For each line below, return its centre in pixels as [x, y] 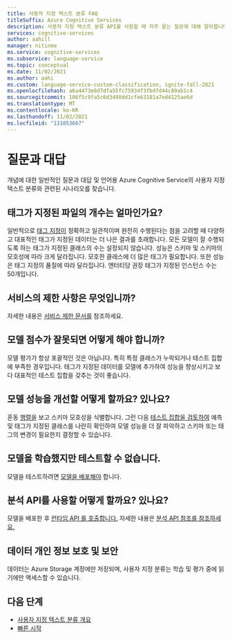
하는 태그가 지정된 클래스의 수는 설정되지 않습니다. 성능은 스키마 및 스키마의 [121, 248]
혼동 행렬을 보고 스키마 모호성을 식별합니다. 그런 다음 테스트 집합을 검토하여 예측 [115, 417]
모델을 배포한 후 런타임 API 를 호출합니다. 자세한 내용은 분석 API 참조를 [102, 518]
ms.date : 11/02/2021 [37, 71]
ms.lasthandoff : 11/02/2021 [48, 116]
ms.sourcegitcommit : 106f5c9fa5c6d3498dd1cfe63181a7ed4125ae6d [100, 98]
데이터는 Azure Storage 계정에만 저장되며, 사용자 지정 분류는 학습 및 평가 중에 [112, 569]
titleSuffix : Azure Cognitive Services [65, 20]
